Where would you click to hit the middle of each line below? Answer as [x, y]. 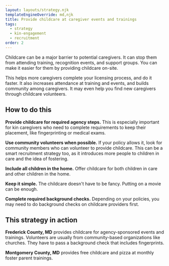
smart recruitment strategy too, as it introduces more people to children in [82, 153]
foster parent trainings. [29, 258]
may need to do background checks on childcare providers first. [72, 204]
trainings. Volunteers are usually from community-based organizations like [83, 238]
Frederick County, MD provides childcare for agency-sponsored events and [85, 232]
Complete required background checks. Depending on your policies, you [82, 199]
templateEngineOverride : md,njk [39, 15]
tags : [11, 24]
